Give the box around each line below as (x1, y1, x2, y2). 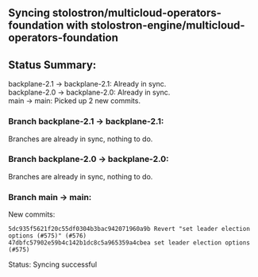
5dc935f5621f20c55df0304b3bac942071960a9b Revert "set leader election (8, 225, 250, 233)
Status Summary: (8, 58, 97, 71)
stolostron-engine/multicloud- (90, 19, 245, 33)
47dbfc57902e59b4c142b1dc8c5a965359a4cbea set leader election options (8, 239, 250, 247)
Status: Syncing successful (8, 260, 98, 269)
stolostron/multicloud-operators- (52, 6, 222, 20)
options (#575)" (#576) (8, 232, 87, 240)
